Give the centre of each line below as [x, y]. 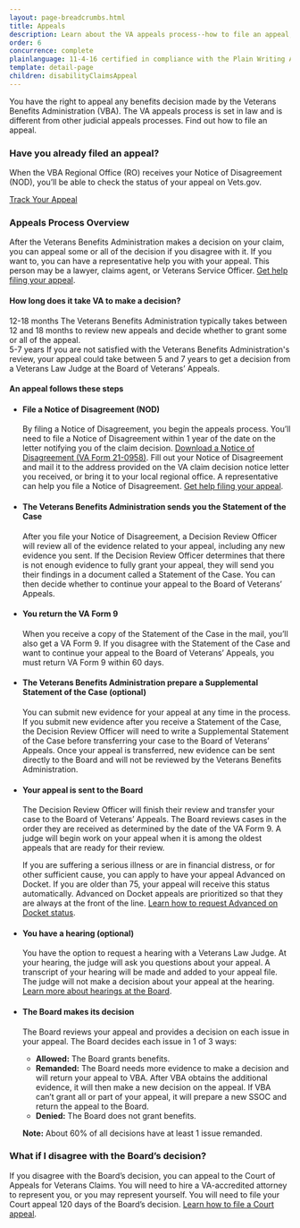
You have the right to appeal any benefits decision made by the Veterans [143, 101]
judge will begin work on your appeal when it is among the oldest [142, 838]
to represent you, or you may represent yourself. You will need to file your [145, 1194]
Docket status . [49, 913]
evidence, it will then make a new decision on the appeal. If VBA [153, 1087]
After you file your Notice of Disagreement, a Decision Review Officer [150, 536]
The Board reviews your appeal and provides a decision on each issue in [156, 1032]
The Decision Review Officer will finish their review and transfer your [148, 810]
